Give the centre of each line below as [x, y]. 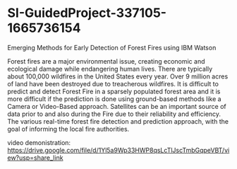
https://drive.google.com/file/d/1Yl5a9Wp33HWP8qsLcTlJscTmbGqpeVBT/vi [119, 150]
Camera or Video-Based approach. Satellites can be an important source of [117, 106]
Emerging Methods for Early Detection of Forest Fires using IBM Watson [112, 47]
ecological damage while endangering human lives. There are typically [110, 69]
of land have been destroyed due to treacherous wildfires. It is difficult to [113, 83]
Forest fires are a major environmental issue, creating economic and [107, 61]
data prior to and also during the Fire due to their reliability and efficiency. [114, 114]
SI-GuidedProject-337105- [87, 13]
